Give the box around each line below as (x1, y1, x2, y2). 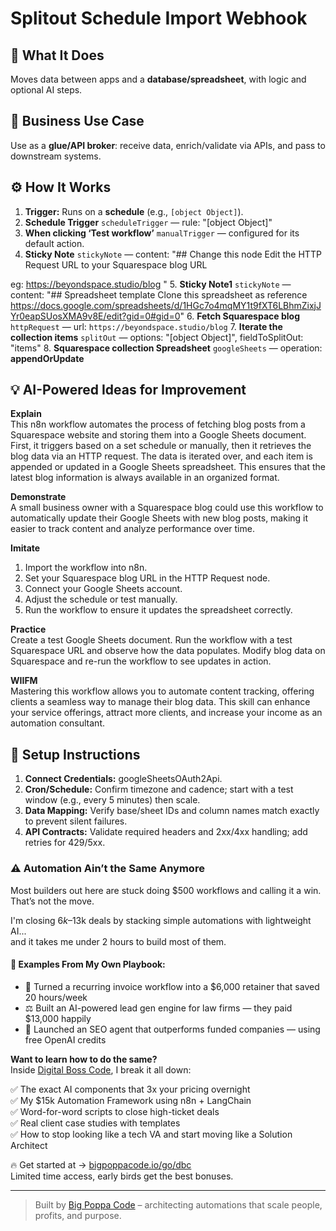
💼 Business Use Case (10, 113, 145, 130)
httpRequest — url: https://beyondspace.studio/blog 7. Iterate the (10, 320, 283, 332)
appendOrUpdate (10, 352, 85, 364)
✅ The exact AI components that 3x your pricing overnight (10, 1083, 251, 1095)
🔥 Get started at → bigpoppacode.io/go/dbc (10, 1158, 192, 1171)
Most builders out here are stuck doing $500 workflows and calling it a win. (10, 884, 322, 896)
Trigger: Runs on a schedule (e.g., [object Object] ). (24, 205, 244, 217)
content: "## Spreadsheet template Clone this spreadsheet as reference (10, 288, 308, 301)
